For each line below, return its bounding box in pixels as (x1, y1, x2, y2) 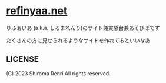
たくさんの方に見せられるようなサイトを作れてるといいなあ (6, 36, 151, 44)
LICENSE (6, 54, 39, 64)
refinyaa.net (6, 4, 68, 18)
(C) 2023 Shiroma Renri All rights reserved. (6, 69, 111, 77)
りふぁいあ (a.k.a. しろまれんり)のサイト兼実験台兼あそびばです (6, 24, 160, 31)
